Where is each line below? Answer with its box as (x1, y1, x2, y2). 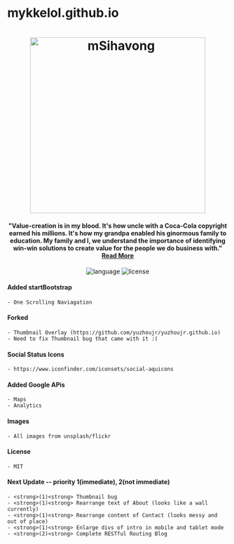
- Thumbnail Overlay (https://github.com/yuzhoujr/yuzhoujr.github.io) (7, 329, 221, 336)
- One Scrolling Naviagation (7, 299, 92, 306)
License (7, 448, 32, 456)
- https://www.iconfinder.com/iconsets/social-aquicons (7, 365, 174, 373)
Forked (7, 313, 29, 322)
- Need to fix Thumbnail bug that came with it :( (7, 335, 158, 342)
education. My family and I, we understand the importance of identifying (10, 236, 226, 245)
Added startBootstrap (7, 283, 72, 292)
